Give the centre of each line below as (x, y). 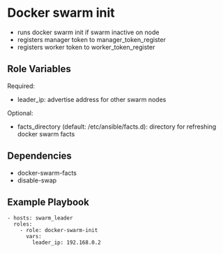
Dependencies (39, 156)
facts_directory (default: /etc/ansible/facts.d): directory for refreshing (117, 127)
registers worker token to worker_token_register (86, 47)
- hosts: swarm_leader (40, 218)
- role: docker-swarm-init (59, 231)
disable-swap (37, 180)
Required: (21, 86)
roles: (23, 224)
